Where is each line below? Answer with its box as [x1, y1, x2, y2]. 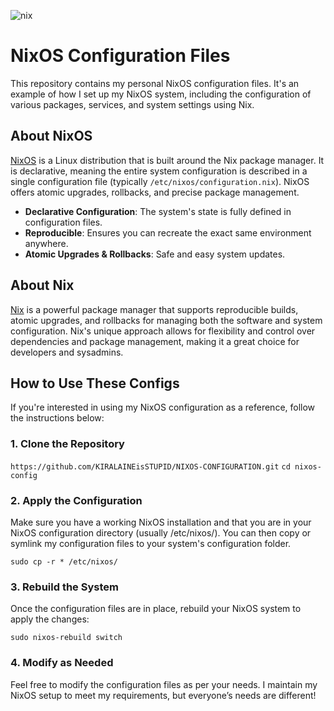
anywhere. [24, 237, 69, 249]
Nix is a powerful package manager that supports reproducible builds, [10, 303, 299, 315]
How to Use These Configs [10, 375, 180, 392]
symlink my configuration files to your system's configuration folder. [10, 537, 292, 549]
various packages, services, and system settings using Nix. [10, 98, 255, 110]
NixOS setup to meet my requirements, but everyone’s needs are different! [10, 689, 317, 701]
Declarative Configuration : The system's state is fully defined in [24, 205, 292, 217]
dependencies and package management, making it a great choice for [10, 335, 300, 347]
